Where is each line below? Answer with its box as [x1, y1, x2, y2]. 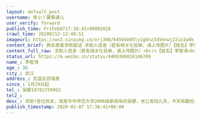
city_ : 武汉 [6, 70, 34, 76]
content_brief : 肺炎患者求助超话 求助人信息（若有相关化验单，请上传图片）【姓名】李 [6, 43, 194, 49]
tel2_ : [6, 93, 23, 99]
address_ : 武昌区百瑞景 [6, 76, 60, 82]
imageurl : [6, 37, 31, 43]
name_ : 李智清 [6, 59, 39, 65]
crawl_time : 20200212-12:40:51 [6, 31, 84, 37]
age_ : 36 [6, 64, 28, 71]
